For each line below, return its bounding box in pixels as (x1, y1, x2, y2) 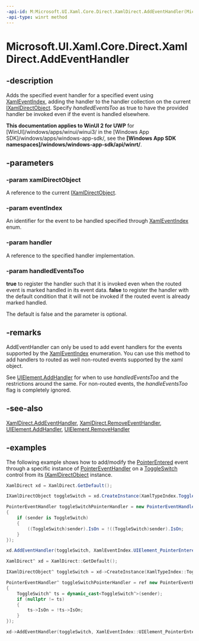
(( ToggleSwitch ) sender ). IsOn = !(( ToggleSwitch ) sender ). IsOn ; (27, 525, 184, 532)
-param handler (6, 238, 52, 246)
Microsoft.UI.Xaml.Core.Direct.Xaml (6, 40, 188, 53)
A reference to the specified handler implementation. (6, 252, 135, 259)
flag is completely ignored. (6, 386, 71, 393)
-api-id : (6, 8, 28, 15)
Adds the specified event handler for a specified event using (6, 91, 154, 98)
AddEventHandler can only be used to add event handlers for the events (6, 343, 182, 350)
